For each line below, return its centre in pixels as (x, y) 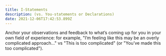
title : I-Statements (27, 10)
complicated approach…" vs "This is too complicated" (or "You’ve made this (83, 43)
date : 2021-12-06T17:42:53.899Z (39, 19)
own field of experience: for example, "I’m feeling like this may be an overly (82, 38)
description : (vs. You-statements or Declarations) (60, 14)
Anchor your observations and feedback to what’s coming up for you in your (83, 33)
